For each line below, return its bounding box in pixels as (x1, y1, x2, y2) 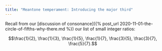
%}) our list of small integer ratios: (66, 25, 135, 32)
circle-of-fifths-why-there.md (5, 25, 65, 32)
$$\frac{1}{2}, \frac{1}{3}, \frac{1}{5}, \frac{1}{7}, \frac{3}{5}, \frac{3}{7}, (8, 35, 158, 41)
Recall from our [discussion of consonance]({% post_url (5, 21, 119, 26)
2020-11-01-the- (120, 21, 153, 26)
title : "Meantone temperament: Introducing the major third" (5, 7, 133, 12)
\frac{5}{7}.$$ (68, 40, 97, 47)
